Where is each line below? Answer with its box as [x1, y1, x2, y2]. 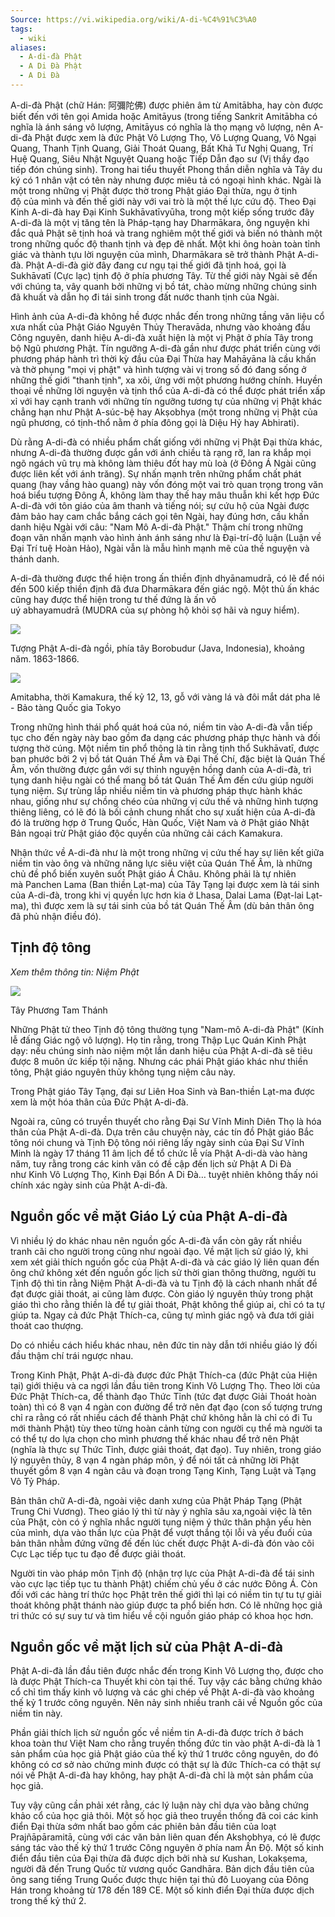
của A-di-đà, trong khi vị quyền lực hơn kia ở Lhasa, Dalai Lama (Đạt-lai [10, 889, 304, 901]
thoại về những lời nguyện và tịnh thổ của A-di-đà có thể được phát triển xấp [10, 384, 326, 396]
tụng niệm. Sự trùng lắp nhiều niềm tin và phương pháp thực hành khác [10, 784, 303, 796]
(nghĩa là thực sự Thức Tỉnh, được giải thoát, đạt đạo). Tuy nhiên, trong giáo [10, 1443, 322, 1455]
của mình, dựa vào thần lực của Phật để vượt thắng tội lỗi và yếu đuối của [10, 1526, 313, 1538]
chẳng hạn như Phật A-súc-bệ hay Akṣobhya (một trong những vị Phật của [10, 406, 318, 418]
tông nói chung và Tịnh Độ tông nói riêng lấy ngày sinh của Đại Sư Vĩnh [10, 1136, 305, 1148]
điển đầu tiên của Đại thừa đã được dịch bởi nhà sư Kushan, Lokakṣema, [10, 1852, 308, 1865]
